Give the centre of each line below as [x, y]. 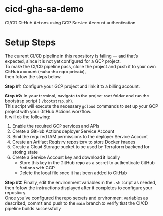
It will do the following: [28, 117]
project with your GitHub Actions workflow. [48, 111]
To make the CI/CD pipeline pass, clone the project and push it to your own [81, 66]
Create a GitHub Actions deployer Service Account [63, 131]
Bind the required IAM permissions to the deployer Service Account [80, 136]
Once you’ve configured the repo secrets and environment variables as [77, 198]
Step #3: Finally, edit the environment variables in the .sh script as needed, [81, 182]
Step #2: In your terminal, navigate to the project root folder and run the [77, 96]
